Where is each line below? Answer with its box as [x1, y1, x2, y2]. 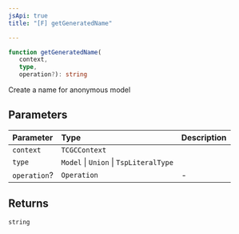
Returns [8, 197, 50, 211]
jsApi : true [8, 11, 48, 20]
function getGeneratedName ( [8, 48, 102, 56]
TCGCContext [61, 145, 106, 155]
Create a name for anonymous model [8, 85, 131, 95]
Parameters [8, 108, 68, 122]
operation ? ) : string [18, 71, 88, 79]
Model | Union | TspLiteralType [61, 156, 174, 167]
